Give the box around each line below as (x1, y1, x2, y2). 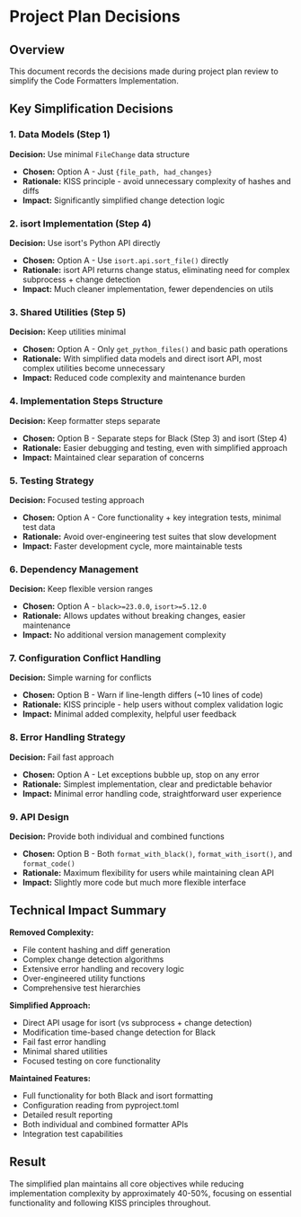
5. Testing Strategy (9, 474, 94, 487)
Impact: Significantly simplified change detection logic (22, 195, 226, 206)
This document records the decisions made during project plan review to (9, 66, 279, 76)
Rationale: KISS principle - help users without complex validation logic (22, 699, 284, 710)
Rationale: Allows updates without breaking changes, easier (22, 611, 246, 622)
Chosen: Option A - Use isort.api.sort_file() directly (22, 254, 229, 266)
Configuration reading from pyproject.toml (22, 1099, 180, 1110)
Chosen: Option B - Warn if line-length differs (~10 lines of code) (22, 690, 263, 701)
